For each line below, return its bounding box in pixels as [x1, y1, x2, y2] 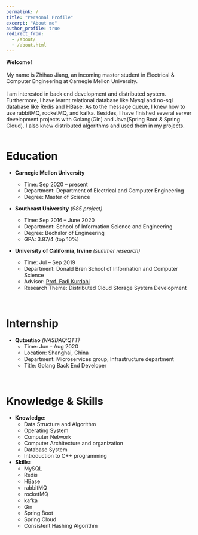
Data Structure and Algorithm [23, 420, 96, 427]
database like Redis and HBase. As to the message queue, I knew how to [6, 103, 185, 110]
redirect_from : [6, 31, 44, 37]
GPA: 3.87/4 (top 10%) [23, 236, 80, 243]
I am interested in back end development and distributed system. [6, 90, 166, 97]
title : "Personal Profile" [6, 14, 74, 20]
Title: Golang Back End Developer [23, 362, 107, 369]
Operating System [23, 427, 69, 434]
